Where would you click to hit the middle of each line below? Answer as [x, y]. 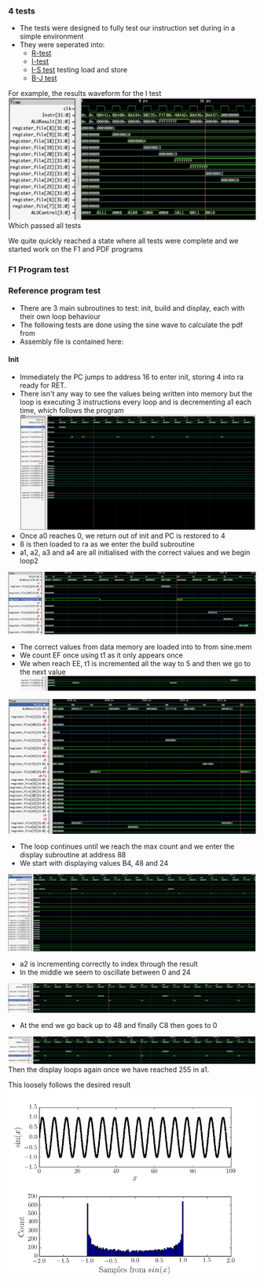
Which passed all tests [45, 226]
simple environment [51, 36]
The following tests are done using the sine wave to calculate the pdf [131, 325]
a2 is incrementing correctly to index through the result [108, 963]
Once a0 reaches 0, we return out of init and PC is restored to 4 [122, 536]
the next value [42, 672]
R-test [41, 53]
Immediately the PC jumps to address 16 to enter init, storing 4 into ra [131, 377]
